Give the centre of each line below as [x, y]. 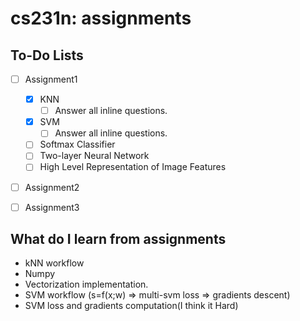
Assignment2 [52, 187]
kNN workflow [54, 263]
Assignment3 [52, 207]
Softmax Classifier [77, 144]
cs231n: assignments [101, 18]
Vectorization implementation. [86, 284]
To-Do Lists [47, 55]
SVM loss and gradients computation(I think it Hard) [131, 306]
